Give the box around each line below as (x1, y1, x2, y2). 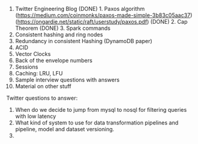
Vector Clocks (15, 50, 51, 57)
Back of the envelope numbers (15, 57, 93, 64)
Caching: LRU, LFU (15, 70, 63, 77)
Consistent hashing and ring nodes (15, 31, 104, 38)
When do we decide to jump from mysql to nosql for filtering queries (15, 106, 187, 113)
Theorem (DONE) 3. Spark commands (15, 24, 111, 32)
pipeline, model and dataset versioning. (15, 126, 115, 132)
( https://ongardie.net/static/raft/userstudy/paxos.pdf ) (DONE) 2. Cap (15, 18, 188, 25)
